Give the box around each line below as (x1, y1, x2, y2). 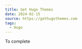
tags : (5, 20, 16, 26)
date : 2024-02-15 (5, 12, 41, 16)
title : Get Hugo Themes (5, 7, 54, 12)
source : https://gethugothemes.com (5, 16, 78, 21)
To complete (5, 38, 30, 44)
